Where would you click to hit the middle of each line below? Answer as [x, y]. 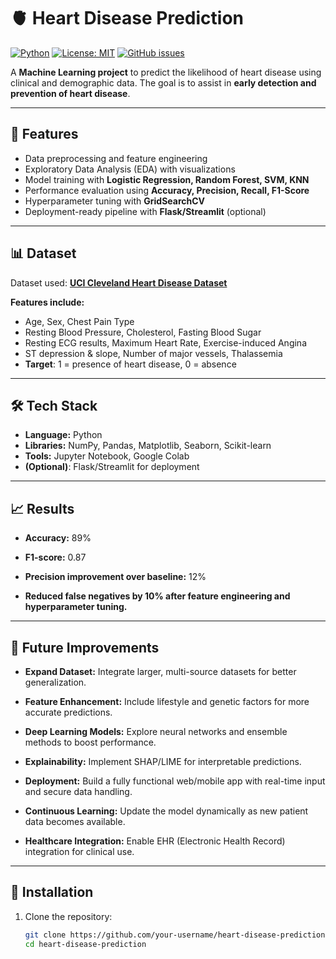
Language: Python [63, 435]
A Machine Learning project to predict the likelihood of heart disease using [166, 72]
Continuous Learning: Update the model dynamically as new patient [166, 811]
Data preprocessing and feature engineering [116, 158]
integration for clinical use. [79, 851]
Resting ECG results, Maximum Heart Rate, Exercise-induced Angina [165, 342]
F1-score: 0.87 [55, 557]
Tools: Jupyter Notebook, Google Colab [107, 456]
